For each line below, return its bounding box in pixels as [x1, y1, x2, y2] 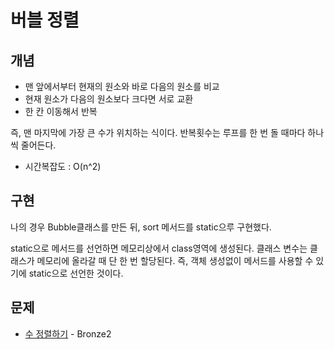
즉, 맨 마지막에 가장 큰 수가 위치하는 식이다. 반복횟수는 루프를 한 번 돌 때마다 [10, 127, 306, 138]
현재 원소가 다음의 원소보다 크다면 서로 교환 [24, 93, 194, 105]
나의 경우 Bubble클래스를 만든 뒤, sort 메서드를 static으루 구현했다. [10, 221, 272, 233]
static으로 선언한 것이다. [28, 267, 124, 279]
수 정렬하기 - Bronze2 [24, 327, 112, 340]
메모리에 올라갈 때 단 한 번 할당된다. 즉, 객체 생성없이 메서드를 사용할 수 [36, 254, 314, 266]
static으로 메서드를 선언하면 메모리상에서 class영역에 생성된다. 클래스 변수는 [10, 242, 308, 254]
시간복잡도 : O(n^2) [24, 161, 102, 172]
